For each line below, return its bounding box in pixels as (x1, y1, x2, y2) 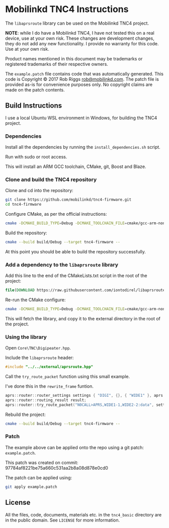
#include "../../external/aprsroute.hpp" (5, 365, 94, 370)
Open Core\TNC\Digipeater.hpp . (5, 345, 71, 351)
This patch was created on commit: (5, 459, 78, 466)
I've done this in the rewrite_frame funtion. (5, 383, 94, 389)
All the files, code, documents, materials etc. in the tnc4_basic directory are (5, 511, 162, 517)
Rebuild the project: (5, 411, 46, 417)
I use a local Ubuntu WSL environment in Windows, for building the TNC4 (5, 115, 157, 121)
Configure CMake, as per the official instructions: (5, 211, 107, 217)
